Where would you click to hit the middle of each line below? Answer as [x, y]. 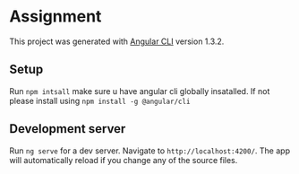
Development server [68, 129]
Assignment [56, 17]
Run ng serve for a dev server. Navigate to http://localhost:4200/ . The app [150, 151]
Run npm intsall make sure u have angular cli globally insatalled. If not [140, 91]
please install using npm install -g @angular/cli [100, 100]
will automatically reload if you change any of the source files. [124, 160]
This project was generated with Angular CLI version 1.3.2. [117, 41]
